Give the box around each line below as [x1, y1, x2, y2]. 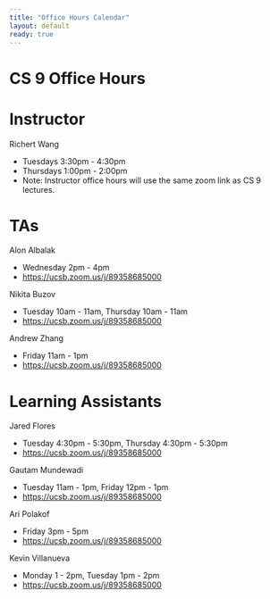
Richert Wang [9, 138, 60, 149]
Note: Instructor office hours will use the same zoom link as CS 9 [21, 175, 262, 186]
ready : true [9, 29, 54, 38]
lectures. [21, 184, 55, 195]
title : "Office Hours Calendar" [9, 12, 130, 22]
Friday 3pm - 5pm [21, 526, 89, 537]
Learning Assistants [9, 391, 163, 412]
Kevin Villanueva [9, 553, 71, 563]
